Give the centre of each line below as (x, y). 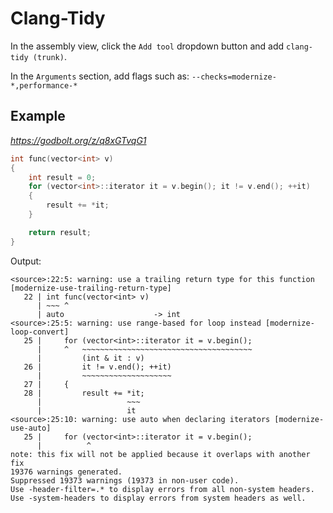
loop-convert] (40, 332)
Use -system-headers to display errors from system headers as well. (158, 498)
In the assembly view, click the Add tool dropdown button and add (147, 46)
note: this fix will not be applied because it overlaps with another (160, 454)
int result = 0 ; (62, 177)
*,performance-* (44, 85)
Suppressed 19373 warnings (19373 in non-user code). (125, 480)
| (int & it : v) (90, 358)
